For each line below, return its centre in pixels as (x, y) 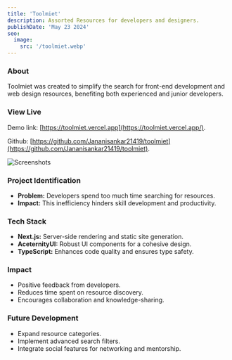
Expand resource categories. (59, 333)
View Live (24, 112)
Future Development (43, 319)
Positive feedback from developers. (69, 285)
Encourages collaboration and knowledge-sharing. (91, 300)
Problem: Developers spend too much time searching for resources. (116, 195)
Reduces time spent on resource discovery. (80, 292)
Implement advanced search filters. (69, 341)
